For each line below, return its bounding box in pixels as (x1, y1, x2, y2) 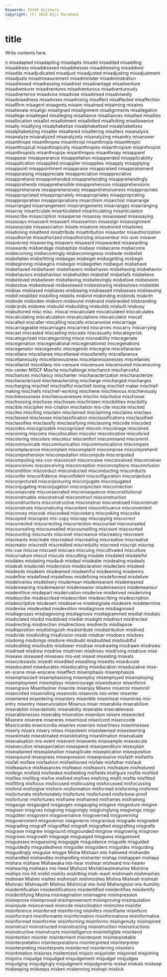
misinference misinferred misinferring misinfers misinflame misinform (5, 908, 148, 914)
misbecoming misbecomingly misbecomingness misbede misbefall (5, 250, 143, 256)
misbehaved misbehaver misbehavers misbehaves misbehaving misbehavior (5, 266, 162, 272)
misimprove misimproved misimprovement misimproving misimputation (5, 897, 151, 903)
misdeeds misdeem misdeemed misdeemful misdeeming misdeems (5, 568, 144, 574)
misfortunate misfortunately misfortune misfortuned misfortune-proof (5, 791, 148, 797)
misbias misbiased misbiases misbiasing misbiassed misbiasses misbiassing (5, 287, 162, 293)
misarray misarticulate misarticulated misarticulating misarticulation (5, 208, 143, 214)
